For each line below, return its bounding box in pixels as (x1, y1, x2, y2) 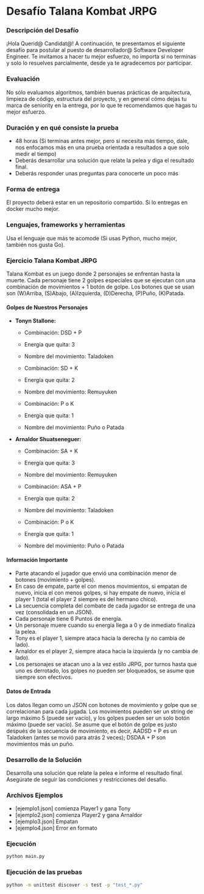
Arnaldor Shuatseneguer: (15, 436, 82, 443)
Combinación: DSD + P (24, 329, 82, 337)
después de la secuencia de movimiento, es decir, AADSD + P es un (6, 727, 177, 735)
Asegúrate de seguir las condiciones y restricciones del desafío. (6, 775, 167, 783)
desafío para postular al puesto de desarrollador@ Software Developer (6, 46, 184, 54)
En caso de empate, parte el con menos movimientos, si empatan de (15, 582, 188, 590)
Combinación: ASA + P (24, 483, 82, 490)
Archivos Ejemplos (6, 791, 63, 799)
